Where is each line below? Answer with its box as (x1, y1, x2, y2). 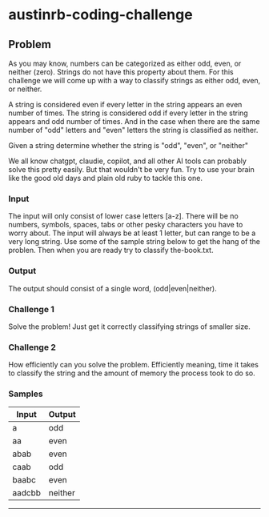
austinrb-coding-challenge (8, 6, 194, 24)
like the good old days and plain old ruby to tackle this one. (8, 174, 203, 182)
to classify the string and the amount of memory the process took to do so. (8, 368, 255, 378)
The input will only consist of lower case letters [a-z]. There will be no (8, 211, 239, 221)
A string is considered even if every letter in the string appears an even (8, 100, 243, 109)
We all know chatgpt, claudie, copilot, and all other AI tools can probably (8, 156, 247, 166)
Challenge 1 (8, 303, 54, 315)
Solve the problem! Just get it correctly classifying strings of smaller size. (8, 322, 251, 331)
